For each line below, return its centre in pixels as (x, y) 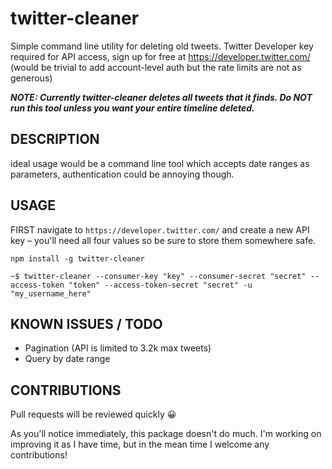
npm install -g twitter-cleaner (77, 258)
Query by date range (67, 359)
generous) (31, 78)
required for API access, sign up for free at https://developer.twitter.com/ (160, 56)
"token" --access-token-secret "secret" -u (160, 285)
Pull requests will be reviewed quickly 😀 (93, 414)
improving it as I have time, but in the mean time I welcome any (140, 444)
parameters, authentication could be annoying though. (122, 174)
